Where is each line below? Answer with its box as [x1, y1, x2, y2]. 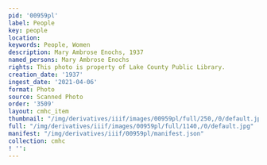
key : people [8, 26, 48, 34]
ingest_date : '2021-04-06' [8, 78, 98, 86]
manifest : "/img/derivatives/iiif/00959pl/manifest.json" [8, 129, 204, 137]
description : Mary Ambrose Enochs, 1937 [8, 48, 145, 56]
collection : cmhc [8, 136, 66, 145]
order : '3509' [8, 100, 56, 108]
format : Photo [8, 85, 56, 94]
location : [8, 33, 41, 42]
